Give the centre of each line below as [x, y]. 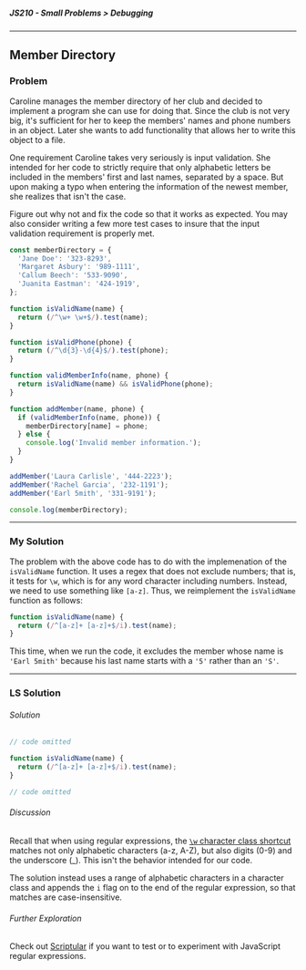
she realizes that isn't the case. [68, 196]
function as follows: [46, 600]
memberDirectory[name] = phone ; [87, 426]
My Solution [37, 542]
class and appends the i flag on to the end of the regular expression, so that [153, 888]
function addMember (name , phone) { [77, 409]
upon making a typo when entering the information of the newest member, [149, 186]
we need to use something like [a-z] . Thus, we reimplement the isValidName [153, 590]
